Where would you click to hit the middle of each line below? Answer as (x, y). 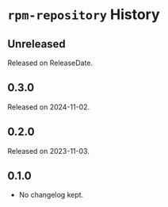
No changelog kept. (51, 195)
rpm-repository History (84, 15)
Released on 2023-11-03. (49, 151)
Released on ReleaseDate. (50, 63)
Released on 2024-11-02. (49, 107)
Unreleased (37, 44)
